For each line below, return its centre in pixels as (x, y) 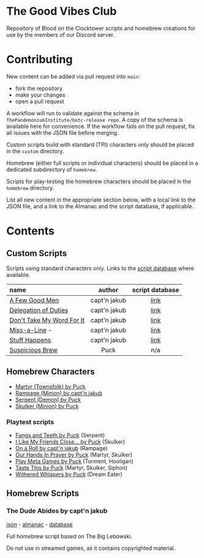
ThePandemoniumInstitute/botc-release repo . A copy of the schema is (95, 119)
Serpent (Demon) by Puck (48, 399)
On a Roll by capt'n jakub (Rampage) (62, 448)
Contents (31, 231)
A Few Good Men (34, 300)
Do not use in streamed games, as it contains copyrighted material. (91, 548)
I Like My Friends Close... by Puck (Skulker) (70, 442)
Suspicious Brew (34, 350)
